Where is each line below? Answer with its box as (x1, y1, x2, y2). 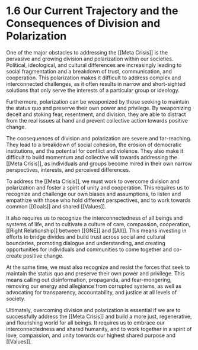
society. (6, 295, 25, 302)
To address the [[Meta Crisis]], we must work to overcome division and (6, 178, 180, 185)
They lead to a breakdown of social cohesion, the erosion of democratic (6, 141, 182, 148)
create (6, 252, 22, 259)
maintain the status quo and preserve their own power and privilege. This (6, 269, 185, 277)
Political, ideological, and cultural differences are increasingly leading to (6, 61, 182, 69)
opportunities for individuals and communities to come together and (6, 246, 173, 253)
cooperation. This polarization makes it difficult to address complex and (6, 74, 181, 81)
